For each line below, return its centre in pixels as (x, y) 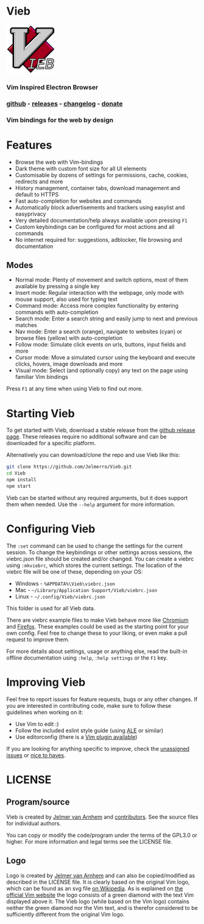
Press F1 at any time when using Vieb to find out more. (75, 389)
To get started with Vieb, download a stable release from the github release (101, 430)
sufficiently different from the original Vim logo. (65, 914)
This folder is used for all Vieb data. (51, 608)
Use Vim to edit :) (37, 724)
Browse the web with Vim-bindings (59, 162)
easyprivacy (30, 214)
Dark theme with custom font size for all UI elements (81, 168)
